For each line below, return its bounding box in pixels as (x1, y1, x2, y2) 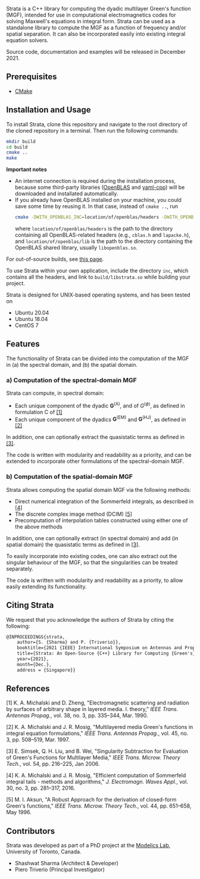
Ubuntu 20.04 (14, 309, 49, 316)
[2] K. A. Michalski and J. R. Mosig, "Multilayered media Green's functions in (6, 724, 193, 731)
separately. (6, 565, 34, 572)
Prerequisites (6, 71, 57, 82)
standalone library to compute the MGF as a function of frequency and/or (6, 24, 186, 31)
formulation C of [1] (14, 408, 62, 416)
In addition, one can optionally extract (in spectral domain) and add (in (6, 534, 179, 541)
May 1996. (6, 809, 32, 816)
